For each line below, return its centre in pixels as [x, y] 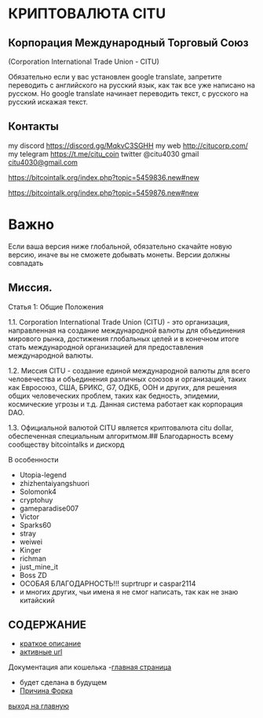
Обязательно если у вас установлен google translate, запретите [115, 77]
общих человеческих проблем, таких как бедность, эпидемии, [114, 396]
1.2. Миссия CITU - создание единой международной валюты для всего [129, 370]
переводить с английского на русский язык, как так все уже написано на [131, 85]
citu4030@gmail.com [43, 162]
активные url [41, 652]
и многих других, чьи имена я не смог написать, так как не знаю [129, 591]
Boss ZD [33, 575]
